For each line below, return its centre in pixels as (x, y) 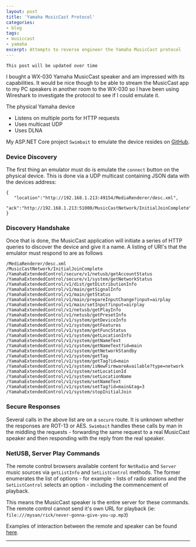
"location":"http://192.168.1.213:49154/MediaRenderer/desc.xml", (96, 198)
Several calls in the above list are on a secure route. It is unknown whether (95, 419)
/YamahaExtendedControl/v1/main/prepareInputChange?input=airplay (88, 300)
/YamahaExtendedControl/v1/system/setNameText (64, 382)
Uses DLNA (28, 130)
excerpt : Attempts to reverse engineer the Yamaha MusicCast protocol (94, 50)
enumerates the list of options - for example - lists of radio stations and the (96, 478)
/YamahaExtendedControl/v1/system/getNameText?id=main (74, 346)
